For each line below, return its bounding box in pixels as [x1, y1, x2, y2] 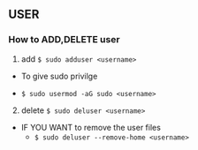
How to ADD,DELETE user [8, 34, 120, 46]
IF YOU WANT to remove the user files [20, 122, 161, 132]
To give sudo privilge [20, 71, 98, 81]
